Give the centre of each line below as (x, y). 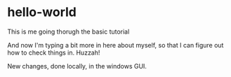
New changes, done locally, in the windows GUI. (77, 66)
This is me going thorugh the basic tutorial (68, 31)
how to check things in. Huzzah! (54, 52)
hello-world (42, 12)
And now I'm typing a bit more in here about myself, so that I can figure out (115, 45)
